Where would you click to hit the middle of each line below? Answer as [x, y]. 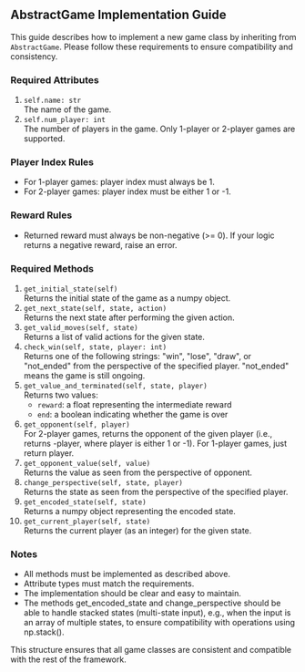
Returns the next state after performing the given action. [129, 317]
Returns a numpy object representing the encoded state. [129, 511]
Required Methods [52, 268]
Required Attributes [55, 79]
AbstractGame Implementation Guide [118, 15]
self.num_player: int [64, 120]
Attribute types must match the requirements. [109, 584]
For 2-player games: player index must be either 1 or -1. [127, 191]
